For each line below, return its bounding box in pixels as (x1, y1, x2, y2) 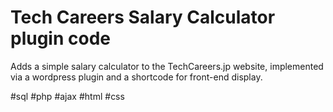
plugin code (10, 27, 111, 50)
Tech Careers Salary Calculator (10, 6, 276, 29)
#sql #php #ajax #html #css (10, 90, 125, 102)
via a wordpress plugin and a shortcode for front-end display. (10, 71, 263, 83)
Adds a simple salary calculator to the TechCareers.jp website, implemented (10, 60, 324, 72)
